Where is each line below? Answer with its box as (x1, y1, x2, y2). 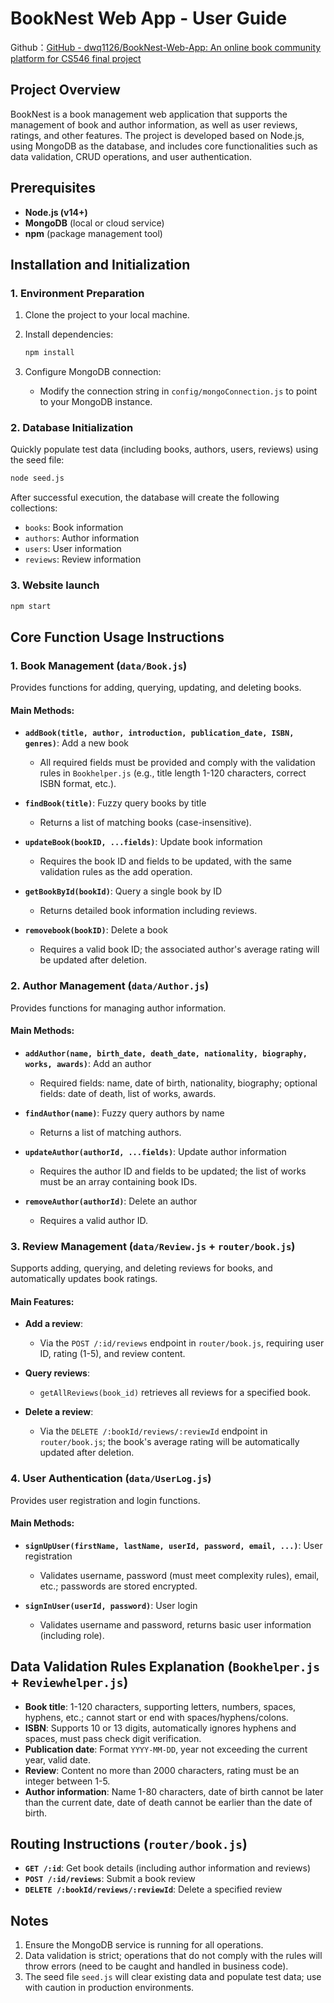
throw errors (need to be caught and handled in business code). (24, 1960, 289, 1972)
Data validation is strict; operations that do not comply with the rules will (24, 1950, 323, 1962)
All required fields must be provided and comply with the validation (39, 757, 316, 769)
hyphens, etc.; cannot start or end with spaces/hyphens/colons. (24, 1711, 289, 1723)
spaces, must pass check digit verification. (24, 1732, 202, 1744)
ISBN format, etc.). (39, 778, 117, 790)
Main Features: (10, 1295, 75, 1307)
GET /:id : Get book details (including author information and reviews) (24, 1862, 312, 1874)
